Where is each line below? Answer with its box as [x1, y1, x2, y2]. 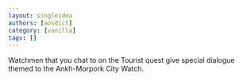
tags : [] [8, 33, 37, 42]
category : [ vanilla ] [8, 26, 77, 34]
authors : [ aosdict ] [8, 19, 73, 27]
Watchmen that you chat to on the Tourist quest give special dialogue [8, 56, 235, 65]
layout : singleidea [8, 11, 73, 20]
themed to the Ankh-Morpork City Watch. [8, 64, 145, 74]
